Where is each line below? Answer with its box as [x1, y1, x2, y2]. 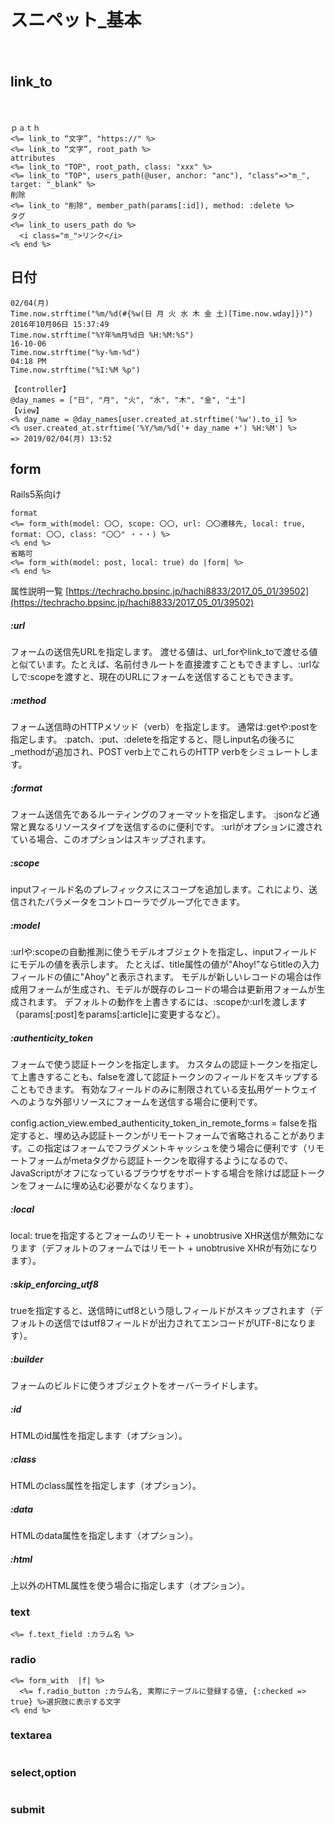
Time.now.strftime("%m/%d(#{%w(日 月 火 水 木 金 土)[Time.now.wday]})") [10, 308, 314, 319]
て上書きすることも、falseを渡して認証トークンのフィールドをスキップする [10, 1071, 319, 1083]
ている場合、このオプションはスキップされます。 [10, 833, 212, 846]
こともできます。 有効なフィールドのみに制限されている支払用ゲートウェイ [10, 1083, 318, 1096]
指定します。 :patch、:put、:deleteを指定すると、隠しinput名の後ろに [10, 733, 295, 746]
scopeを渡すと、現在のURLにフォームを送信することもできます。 [29, 671, 299, 683]
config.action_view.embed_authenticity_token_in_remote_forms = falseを [10, 1117, 309, 1129]
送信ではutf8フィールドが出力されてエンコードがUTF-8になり [53, 1317, 308, 1329]
